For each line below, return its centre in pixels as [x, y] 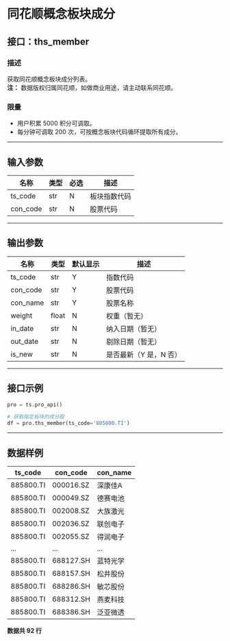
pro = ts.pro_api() [35, 405]
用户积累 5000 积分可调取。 [56, 124]
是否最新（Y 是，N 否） [144, 354]
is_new [22, 354]
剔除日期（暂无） [133, 342]
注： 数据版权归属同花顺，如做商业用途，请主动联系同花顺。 [92, 87]
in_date [22, 328]
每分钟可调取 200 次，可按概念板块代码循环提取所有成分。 [99, 132]
